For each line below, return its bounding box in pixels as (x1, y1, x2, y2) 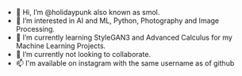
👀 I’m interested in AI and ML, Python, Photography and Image (15, 16, 220, 25)
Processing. (15, 25, 56, 33)
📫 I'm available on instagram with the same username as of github (15, 59, 235, 67)
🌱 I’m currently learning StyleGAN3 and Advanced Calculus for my (15, 32, 232, 42)
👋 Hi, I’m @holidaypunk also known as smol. (15, 8, 160, 17)
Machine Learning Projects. (15, 41, 106, 51)
